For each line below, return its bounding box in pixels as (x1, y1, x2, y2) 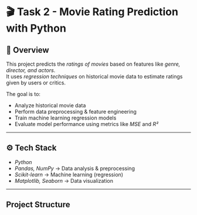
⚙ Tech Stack (6, 143, 57, 153)
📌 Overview (6, 45, 49, 55)
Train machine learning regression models (14, 114, 117, 121)
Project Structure (6, 200, 70, 210)
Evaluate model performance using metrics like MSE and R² (14, 121, 159, 127)
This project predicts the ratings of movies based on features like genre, (6, 60, 181, 67)
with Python (6, 22, 66, 35)
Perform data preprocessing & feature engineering (14, 108, 137, 115)
